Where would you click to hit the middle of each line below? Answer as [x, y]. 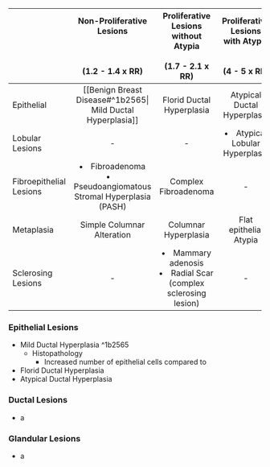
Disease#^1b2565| [112, 100]
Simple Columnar [112, 225]
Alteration [112, 235]
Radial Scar [192, 273]
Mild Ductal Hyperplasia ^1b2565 [74, 345]
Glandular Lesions [45, 438]
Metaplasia [33, 230]
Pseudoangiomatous [112, 186]
